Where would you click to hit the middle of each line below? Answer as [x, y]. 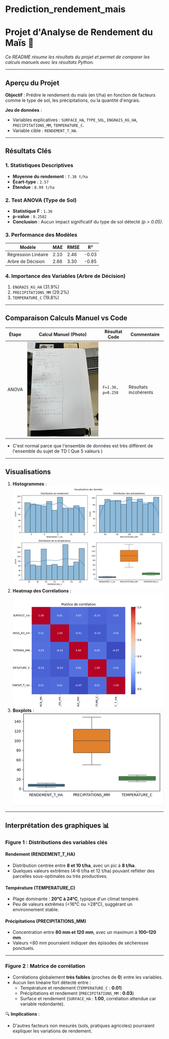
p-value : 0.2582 [29, 216]
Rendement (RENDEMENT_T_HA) [40, 854]
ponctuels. [23, 948]
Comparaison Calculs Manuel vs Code [66, 318]
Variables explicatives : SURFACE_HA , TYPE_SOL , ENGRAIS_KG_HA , [75, 120]
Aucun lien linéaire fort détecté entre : [52, 982]
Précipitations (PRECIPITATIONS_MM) [46, 921]
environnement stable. [36, 910]
